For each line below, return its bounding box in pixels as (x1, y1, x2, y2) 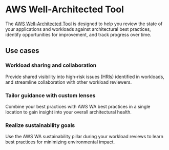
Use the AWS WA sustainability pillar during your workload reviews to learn (5, 134, 164, 140)
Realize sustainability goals (5, 122, 75, 129)
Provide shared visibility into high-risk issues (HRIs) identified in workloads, (5, 73, 165, 80)
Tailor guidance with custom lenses (5, 91, 96, 99)
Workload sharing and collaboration (5, 62, 97, 69)
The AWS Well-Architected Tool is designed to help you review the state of (5, 21, 163, 27)
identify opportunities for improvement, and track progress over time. (5, 31, 152, 38)
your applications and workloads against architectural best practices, (5, 26, 151, 32)
